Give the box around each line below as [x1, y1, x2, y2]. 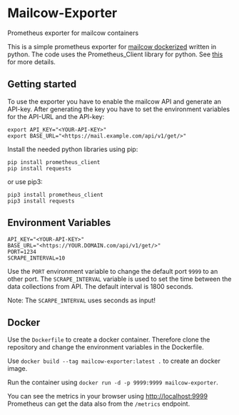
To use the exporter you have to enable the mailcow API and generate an [7, 97, 222, 106]
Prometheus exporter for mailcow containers [7, 29, 139, 37]
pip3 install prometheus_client [7, 191, 103, 198]
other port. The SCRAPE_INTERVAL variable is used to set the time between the [7, 275, 232, 283]
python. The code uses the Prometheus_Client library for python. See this [7, 50, 223, 58]
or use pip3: [7, 177, 43, 186]
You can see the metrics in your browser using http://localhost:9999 [7, 392, 208, 401]
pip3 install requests [7, 198, 75, 205]
